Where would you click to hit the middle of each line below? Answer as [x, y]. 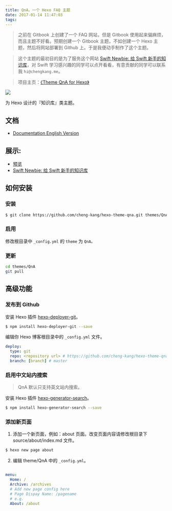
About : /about [25, 503]
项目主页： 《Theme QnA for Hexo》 [53, 82]
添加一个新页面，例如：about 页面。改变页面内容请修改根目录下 [80, 434]
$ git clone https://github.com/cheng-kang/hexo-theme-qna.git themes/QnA [87, 215]
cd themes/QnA [20, 267]
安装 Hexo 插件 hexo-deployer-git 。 [43, 317]
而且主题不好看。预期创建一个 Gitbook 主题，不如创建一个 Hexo [85, 41]
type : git [20, 351]
